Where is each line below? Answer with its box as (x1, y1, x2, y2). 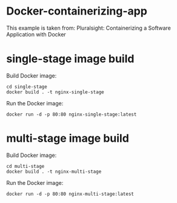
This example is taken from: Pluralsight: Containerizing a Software (6, 24, 171, 32)
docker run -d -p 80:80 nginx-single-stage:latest (6, 111, 137, 118)
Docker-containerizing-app (6, 4, 147, 18)
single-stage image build (6, 52, 135, 66)
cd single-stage (6, 84, 47, 90)
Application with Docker (6, 30, 67, 38)
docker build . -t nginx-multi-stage (6, 168, 102, 175)
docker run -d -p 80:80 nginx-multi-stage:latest (6, 191, 135, 197)
